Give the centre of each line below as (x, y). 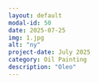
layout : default (35, 15)
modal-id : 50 (30, 23)
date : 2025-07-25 (37, 30)
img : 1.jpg (26, 38)
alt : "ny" (25, 45)
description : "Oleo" (43, 67)
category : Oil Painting (48, 60)
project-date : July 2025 (49, 52)
